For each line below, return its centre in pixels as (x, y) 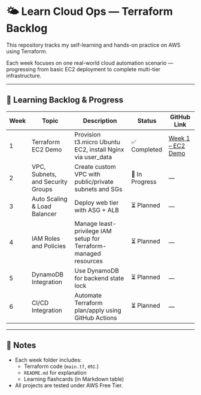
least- (107, 223)
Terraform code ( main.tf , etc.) (61, 366)
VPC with (87, 174)
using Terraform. (27, 51)
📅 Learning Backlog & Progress (65, 100)
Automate (88, 295)
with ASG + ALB (97, 210)
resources (89, 261)
